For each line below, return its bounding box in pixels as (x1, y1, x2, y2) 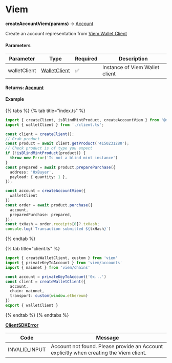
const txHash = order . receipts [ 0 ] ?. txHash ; (5, 222, 100, 227)
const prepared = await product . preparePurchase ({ (5, 165, 116, 170)
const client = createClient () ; (5, 132, 74, 137)
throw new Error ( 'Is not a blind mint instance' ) (10, 155, 118, 161)
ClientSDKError (5, 322, 39, 328)
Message (96, 334, 119, 341)
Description (118, 55, 148, 62)
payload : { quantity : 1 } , (10, 174, 68, 180)
